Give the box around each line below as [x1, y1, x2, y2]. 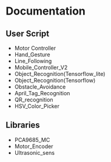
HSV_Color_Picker [14, 103, 60, 110]
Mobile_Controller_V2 [14, 64, 68, 71]
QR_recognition [14, 96, 53, 103]
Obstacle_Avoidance [14, 83, 66, 90]
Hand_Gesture [14, 51, 50, 58]
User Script [5, 29, 50, 39]
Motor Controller [14, 44, 56, 52]
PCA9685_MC [14, 136, 50, 143]
